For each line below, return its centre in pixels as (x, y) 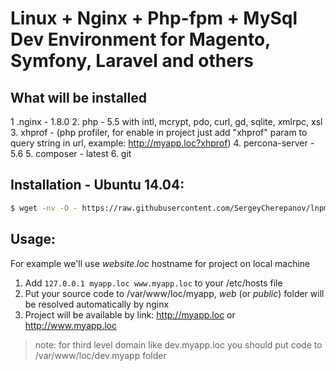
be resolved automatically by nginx (97, 304)
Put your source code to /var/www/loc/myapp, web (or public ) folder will (174, 293)
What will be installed (78, 97)
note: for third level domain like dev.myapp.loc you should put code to (178, 344)
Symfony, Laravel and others (132, 61)
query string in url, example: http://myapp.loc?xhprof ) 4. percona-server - (162, 143)
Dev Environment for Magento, (140, 39)
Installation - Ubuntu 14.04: (97, 185)
